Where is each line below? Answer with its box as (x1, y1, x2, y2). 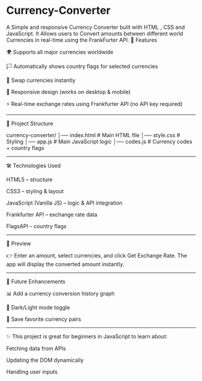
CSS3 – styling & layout (6, 187, 64, 194)
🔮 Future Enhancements (6, 277, 66, 285)
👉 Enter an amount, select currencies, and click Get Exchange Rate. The (6, 252, 188, 259)
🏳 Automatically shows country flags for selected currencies (6, 63, 158, 70)
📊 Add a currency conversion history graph (6, 290, 115, 297)
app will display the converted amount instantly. (6, 260, 124, 268)
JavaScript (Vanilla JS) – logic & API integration (6, 199, 123, 206)
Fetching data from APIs (6, 344, 66, 352)
